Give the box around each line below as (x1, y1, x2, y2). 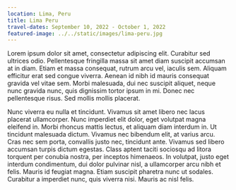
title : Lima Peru (7, 17, 59, 24)
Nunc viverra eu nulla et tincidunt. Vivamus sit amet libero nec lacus (7, 108, 205, 116)
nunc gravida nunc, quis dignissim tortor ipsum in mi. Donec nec (7, 87, 195, 95)
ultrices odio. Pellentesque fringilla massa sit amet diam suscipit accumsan (7, 57, 226, 65)
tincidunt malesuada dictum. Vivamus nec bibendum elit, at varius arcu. (7, 130, 216, 139)
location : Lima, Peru (7, 10, 71, 18)
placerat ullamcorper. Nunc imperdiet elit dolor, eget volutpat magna (7, 115, 206, 124)
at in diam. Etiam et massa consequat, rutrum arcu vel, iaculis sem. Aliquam (7, 64, 228, 72)
